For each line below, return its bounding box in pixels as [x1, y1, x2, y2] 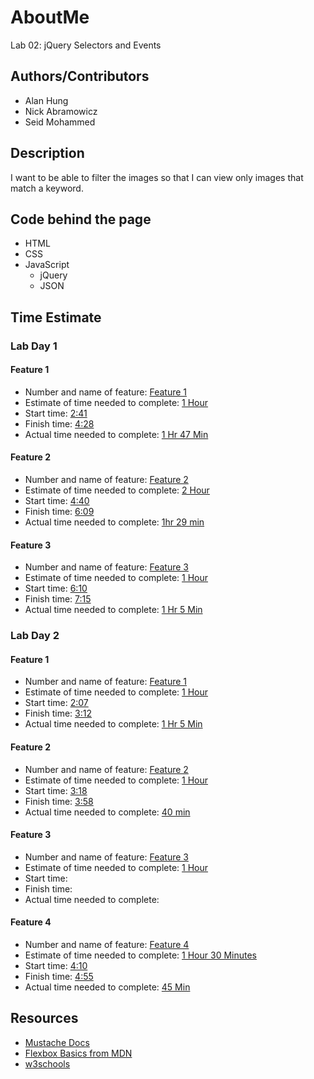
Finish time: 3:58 [24, 795, 94, 807]
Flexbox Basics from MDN [24, 1047, 133, 1059]
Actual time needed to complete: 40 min [24, 806, 191, 818]
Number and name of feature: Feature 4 [24, 939, 190, 951]
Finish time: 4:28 [24, 417, 95, 430]
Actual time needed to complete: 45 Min [24, 981, 191, 993]
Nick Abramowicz [24, 105, 98, 117]
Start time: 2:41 [24, 407, 88, 419]
